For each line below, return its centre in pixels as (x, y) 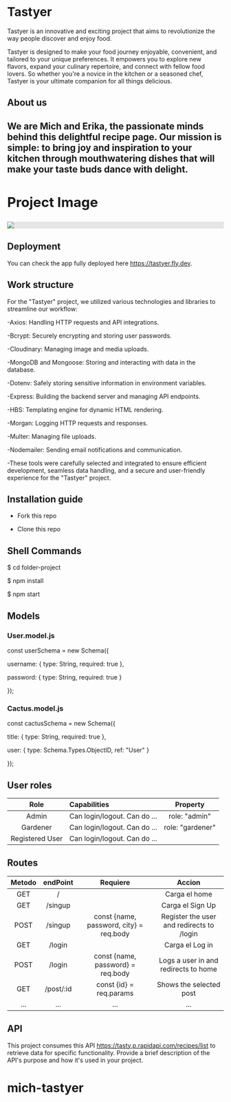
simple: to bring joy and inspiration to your (100, 148)
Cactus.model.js (35, 708)
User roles (30, 785)
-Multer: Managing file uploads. (52, 436)
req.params (115, 993)
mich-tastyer (45, 1088)
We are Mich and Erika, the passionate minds (106, 126)
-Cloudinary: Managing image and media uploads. (78, 349)
